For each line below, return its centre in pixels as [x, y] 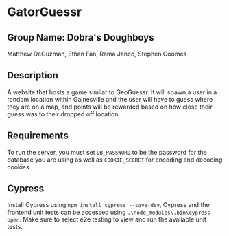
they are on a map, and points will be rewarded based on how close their [110, 107]
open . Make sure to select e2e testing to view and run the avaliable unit [107, 219]
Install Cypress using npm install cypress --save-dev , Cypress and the [109, 205]
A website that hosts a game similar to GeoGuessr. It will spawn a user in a [112, 92]
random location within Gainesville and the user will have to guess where [110, 99]
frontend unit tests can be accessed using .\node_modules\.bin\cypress [109, 212]
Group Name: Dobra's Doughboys [81, 37]
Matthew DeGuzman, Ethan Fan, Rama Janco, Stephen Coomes [97, 54]
